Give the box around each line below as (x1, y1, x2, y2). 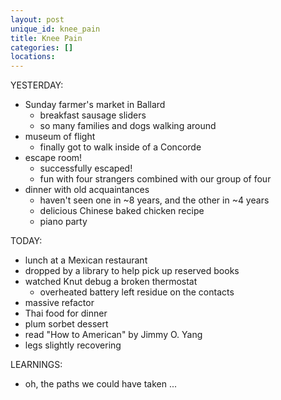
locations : (10, 52, 56, 62)
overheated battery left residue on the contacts (39, 286, 235, 298)
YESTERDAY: (10, 79, 64, 91)
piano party (39, 216, 88, 228)
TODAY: (10, 235, 43, 247)
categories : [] (10, 42, 74, 53)
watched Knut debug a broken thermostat (24, 276, 198, 288)
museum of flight (24, 131, 96, 143)
